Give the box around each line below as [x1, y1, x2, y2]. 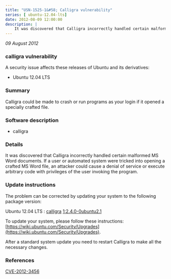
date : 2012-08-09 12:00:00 [5, 17, 63, 22]
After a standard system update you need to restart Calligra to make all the [5, 238, 162, 244]
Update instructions [5, 181, 56, 189]
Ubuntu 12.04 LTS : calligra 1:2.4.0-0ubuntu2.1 [5, 208, 102, 214]
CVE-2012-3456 [5, 268, 40, 274]
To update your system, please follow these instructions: [5, 218, 124, 224]
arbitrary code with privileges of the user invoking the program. [5, 169, 138, 175]
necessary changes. [5, 244, 48, 250]
